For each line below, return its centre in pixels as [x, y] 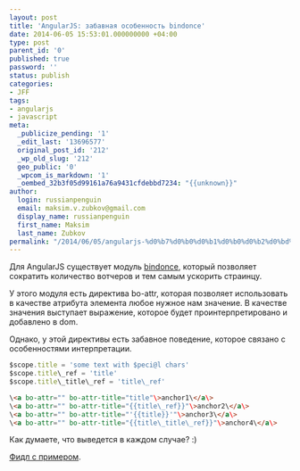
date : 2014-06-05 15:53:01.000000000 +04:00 [93, 34]
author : [24, 192]
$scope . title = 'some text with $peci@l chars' [100, 365]
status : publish [39, 76]
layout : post [33, 17]
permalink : [29, 242]
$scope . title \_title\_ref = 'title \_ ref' [87, 382]
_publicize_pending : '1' [63, 134]
